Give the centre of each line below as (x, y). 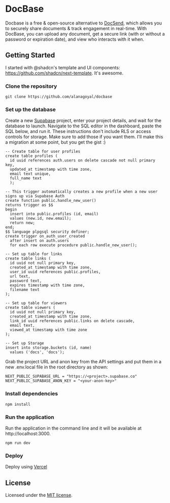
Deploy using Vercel (26, 467)
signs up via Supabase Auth (35, 196)
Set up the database (30, 109)
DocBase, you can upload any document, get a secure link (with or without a (85, 34)
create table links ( (28, 259)
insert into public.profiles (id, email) (54, 214)
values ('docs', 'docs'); (37, 352)
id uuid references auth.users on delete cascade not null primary (83, 161)
